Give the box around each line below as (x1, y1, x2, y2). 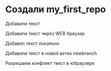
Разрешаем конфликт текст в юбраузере (5, 60, 95, 66)
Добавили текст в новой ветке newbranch (5, 50, 97, 56)
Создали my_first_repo (5, 4, 106, 15)
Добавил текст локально (5, 40, 60, 46)
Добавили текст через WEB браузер (5, 30, 85, 36)
